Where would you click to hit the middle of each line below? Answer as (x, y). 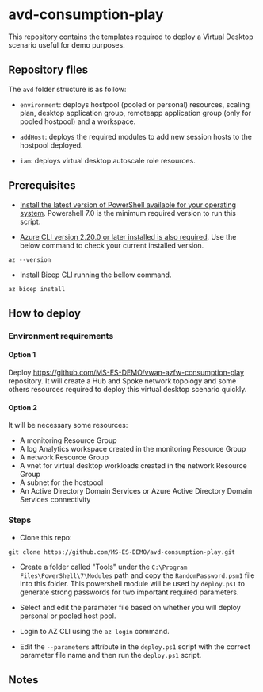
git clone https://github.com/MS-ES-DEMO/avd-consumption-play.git (122, 552)
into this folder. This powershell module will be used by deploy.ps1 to (132, 583)
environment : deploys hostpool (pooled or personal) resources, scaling (135, 104)
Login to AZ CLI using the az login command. (95, 631)
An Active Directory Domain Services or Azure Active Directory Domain (136, 491)
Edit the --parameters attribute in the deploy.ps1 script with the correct (135, 646)
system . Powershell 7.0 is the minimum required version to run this (128, 213)
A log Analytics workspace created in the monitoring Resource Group (133, 449)
